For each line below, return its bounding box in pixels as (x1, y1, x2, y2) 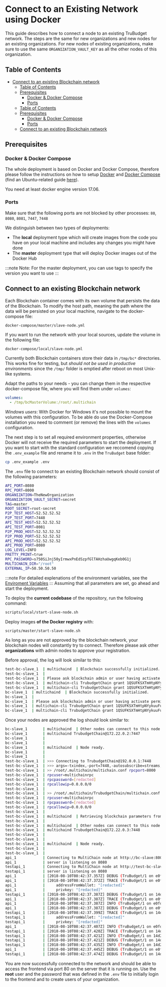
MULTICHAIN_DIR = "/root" (5, 561, 54, 566)
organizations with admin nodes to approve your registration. (5, 648, 131, 654)
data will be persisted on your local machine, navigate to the (5, 308, 127, 314)
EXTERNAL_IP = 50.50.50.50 (5, 566, 56, 571)
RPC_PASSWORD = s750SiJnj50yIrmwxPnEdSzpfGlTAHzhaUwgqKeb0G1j (5, 557, 132, 562)
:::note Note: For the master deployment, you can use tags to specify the (5, 265, 153, 271)
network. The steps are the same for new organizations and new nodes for (5, 36, 157, 41)
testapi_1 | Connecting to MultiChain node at (5, 864, 119, 869)
